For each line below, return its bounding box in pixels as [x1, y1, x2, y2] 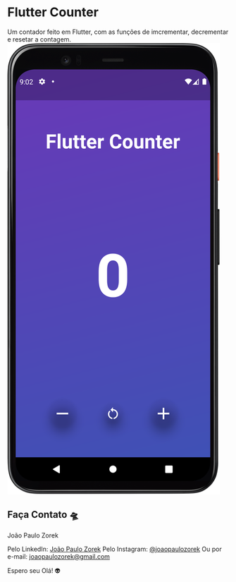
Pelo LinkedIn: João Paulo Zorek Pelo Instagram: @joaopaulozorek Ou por [7, 545, 222, 553]
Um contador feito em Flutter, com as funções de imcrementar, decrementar [7, 28, 229, 36]
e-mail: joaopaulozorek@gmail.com [7, 552, 111, 561]
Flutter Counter [7, 4, 99, 20]
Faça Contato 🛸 [7, 509, 79, 521]
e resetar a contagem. [7, 35, 72, 43]
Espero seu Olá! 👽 [7, 566, 61, 575]
